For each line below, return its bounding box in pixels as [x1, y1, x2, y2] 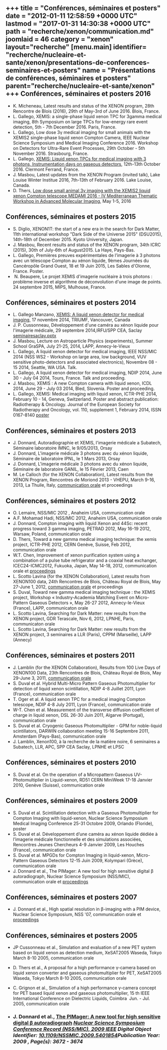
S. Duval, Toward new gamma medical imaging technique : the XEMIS [12, 589, 156, 595]
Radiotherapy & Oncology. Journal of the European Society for [12, 401, 141, 407]
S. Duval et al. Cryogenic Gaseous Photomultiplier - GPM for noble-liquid [12, 722, 162, 729]
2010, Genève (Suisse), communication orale [12, 782, 105, 788]
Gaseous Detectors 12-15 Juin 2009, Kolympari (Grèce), [29, 857, 144, 863]
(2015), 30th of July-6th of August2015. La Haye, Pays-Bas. [12, 247, 135, 253]
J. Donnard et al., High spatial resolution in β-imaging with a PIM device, [12, 906, 161, 912]
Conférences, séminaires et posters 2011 [5, 651, 135, 659]
